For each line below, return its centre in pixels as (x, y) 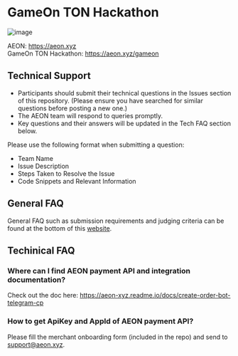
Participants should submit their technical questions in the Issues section (124, 93)
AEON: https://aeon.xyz (42, 46)
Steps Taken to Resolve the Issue (66, 173)
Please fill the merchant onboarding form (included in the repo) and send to (118, 337)
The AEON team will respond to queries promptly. (90, 115)
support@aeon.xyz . (36, 344)
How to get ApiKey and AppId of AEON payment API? (101, 321)
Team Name (35, 158)
